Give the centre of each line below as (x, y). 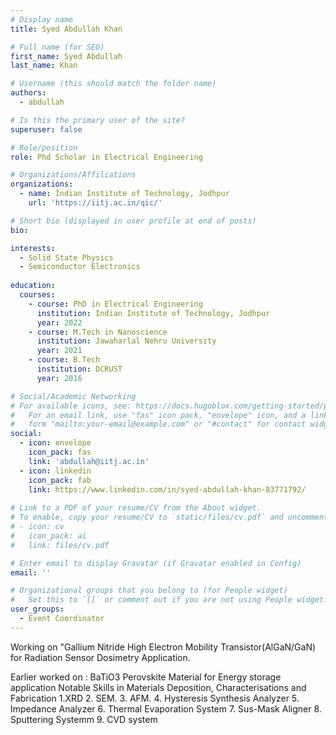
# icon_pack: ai (48, 536)
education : (33, 286)
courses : (37, 295)
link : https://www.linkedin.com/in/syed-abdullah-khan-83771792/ (167, 489)
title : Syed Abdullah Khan (66, 29)
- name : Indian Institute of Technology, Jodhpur (124, 194)
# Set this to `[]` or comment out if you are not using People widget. (169, 600)
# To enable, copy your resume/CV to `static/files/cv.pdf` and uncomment (169, 517)
